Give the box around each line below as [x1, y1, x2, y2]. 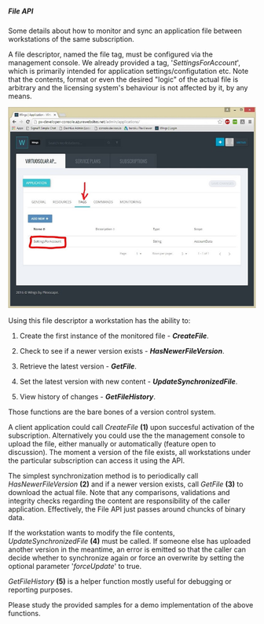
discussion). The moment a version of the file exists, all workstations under [8, 448, 251, 457]
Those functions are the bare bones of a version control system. [8, 407, 216, 417]
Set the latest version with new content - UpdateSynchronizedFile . [19, 377, 238, 387]
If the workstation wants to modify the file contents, [8, 528, 175, 538]
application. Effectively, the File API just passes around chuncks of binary [8, 505, 246, 514]
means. [8, 91, 33, 101]
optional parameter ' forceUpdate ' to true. [8, 562, 142, 571]
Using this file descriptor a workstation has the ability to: [8, 316, 191, 325]
